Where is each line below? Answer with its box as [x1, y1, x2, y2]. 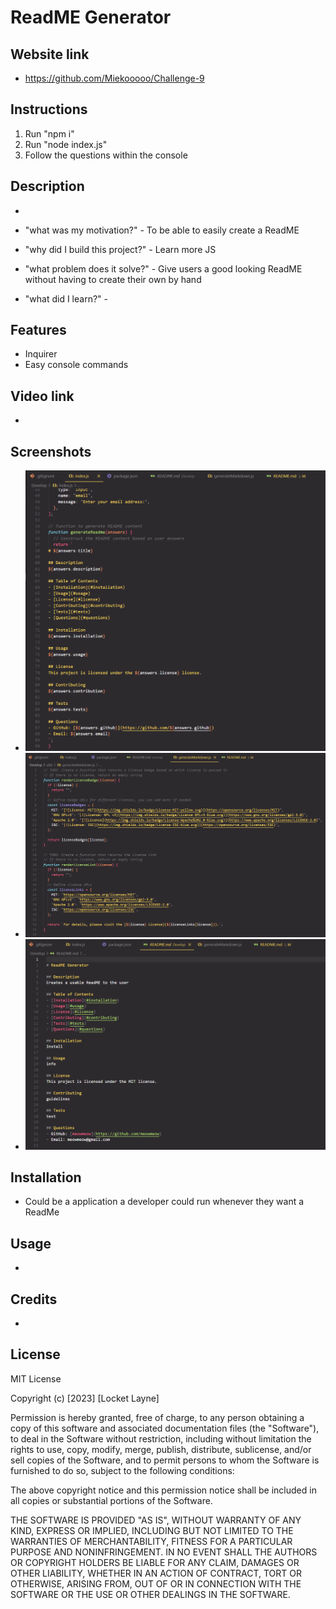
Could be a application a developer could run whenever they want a [24, 1196, 305, 1208]
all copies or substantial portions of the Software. [10, 1494, 213, 1506]
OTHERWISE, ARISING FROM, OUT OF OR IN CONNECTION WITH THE [10, 1577, 302, 1590]
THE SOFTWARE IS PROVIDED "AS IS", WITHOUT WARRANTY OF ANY [10, 1514, 302, 1526]
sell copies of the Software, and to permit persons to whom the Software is [10, 1454, 320, 1466]
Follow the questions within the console [24, 149, 188, 161]
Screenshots [10, 443, 92, 460]
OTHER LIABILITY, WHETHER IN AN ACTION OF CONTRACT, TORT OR [10, 1567, 302, 1579]
